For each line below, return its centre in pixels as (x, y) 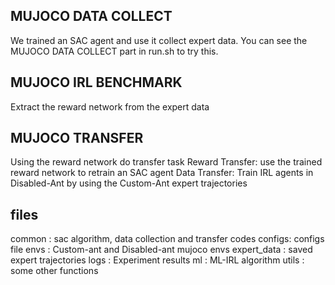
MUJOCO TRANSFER (77, 138)
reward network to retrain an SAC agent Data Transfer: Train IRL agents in (162, 173)
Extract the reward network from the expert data (110, 106)
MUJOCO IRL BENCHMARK (96, 82)
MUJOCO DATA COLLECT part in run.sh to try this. (114, 51)
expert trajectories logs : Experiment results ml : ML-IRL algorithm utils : (157, 260)
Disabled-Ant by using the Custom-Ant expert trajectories (129, 183)
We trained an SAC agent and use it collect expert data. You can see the (159, 40)
